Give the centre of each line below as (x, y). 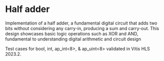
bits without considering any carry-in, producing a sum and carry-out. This (82, 28)
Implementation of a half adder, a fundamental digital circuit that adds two (81, 23)
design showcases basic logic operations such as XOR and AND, (72, 33)
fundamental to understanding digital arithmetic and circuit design (73, 39)
